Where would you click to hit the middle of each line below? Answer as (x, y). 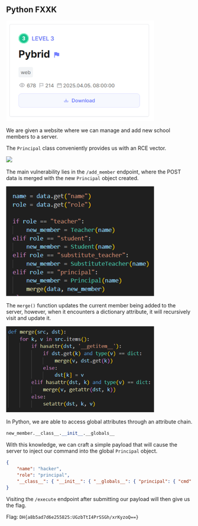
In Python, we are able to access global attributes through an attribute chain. (99, 422)
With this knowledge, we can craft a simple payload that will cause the (92, 445)
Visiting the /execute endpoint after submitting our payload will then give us (98, 499)
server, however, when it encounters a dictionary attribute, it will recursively (98, 312)
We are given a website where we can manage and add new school (88, 130)
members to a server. (32, 137)
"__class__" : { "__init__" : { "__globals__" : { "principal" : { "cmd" (104, 481)
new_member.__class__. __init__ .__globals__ (61, 434)
